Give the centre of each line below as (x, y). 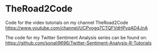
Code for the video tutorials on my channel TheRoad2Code (67, 22)
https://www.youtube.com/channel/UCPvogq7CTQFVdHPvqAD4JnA (77, 27)
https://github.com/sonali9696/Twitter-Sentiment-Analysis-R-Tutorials (78, 42)
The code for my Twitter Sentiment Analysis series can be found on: (76, 37)
